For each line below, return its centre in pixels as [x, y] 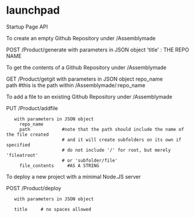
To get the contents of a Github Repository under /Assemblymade [87, 67]
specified [18, 145]
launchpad [33, 10]
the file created [28, 134]
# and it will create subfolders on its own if [122, 140]
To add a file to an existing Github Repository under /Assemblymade [89, 97]
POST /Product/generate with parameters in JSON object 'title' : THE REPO [98, 49]
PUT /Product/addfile [32, 108]
